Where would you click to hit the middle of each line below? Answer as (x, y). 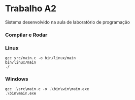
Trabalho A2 (31, 9)
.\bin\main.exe (21, 94)
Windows (17, 79)
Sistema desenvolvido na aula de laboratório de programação (67, 22)
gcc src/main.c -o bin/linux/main (41, 58)
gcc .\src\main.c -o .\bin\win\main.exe (47, 89)
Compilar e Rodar (26, 35)
